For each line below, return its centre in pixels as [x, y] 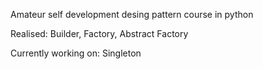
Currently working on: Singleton [76, 53]
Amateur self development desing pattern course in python [132, 14]
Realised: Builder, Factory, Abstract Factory [99, 33]
